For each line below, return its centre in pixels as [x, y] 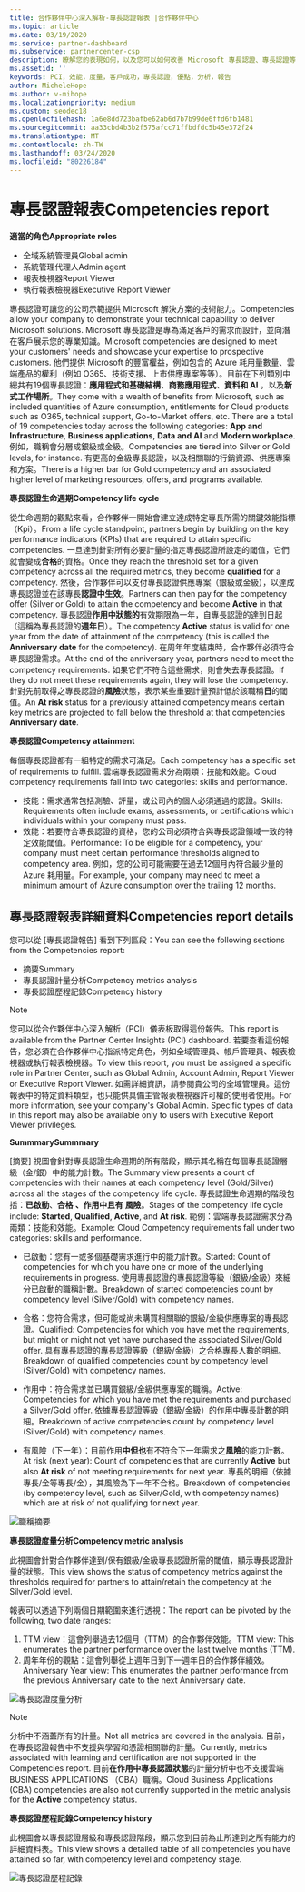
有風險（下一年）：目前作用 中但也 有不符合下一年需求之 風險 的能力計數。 [156, 1451]
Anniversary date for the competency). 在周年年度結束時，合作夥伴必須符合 [152, 648]
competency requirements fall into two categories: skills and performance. [148, 782]
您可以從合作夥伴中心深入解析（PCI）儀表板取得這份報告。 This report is [144, 1029]
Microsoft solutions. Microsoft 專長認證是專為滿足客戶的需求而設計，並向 [146, 330]
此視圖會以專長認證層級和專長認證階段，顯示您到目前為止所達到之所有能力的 [152, 1837]
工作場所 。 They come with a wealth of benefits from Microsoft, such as [151, 397]
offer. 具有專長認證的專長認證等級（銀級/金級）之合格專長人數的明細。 [154, 1351]
